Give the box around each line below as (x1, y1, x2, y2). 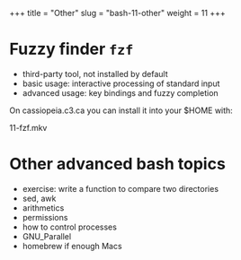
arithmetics (22, 202, 65, 213)
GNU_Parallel (22, 230, 72, 241)
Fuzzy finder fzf (9, 39, 134, 59)
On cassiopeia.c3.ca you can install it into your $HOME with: (9, 105, 234, 116)
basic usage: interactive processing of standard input (22, 78, 220, 89)
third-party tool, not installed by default (22, 68, 168, 79)
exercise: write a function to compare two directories (22, 183, 219, 194)
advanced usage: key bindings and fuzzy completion (22, 87, 219, 98)
